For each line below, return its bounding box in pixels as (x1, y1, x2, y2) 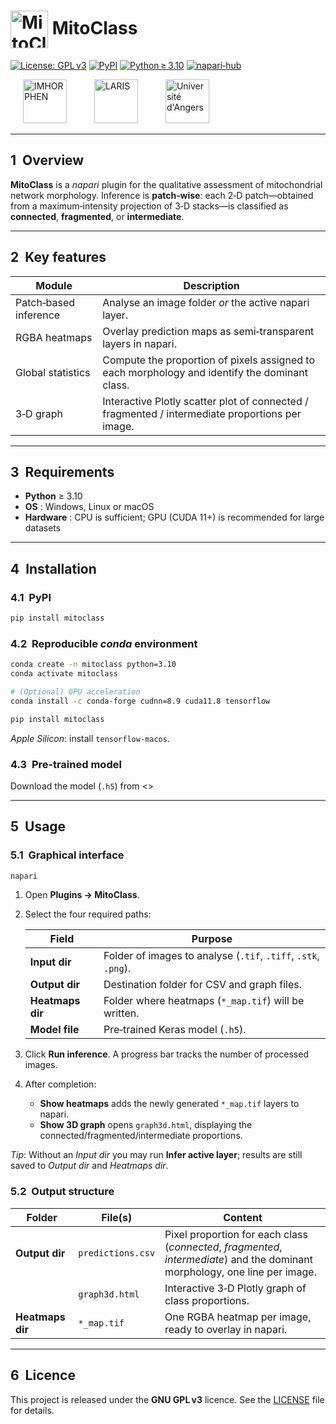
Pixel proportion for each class (164, 1227, 308, 1241)
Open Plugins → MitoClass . (24, 889, 140, 901)
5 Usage (10, 818, 67, 835)
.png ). (103, 961, 132, 975)
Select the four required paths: (24, 908, 152, 920)
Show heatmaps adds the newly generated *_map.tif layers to (39, 1098, 300, 1110)
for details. (10, 1404, 55, 1416)
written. (103, 1006, 140, 1020)
